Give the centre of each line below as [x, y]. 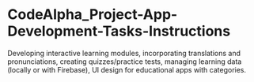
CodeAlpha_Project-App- [93, 15]
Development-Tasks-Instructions [119, 31]
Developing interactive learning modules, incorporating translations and [124, 53]
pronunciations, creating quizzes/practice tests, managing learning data [125, 61]
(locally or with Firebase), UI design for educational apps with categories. [127, 69]
